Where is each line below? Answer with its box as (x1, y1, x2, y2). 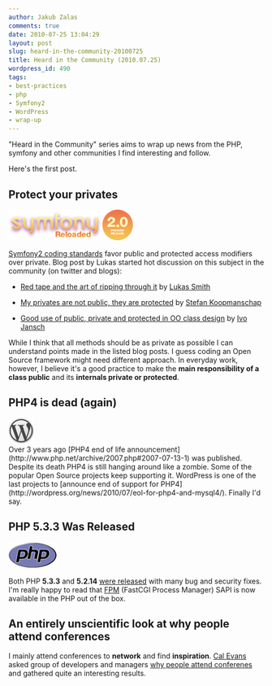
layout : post (8, 39, 53, 47)
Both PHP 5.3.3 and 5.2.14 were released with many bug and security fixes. (8, 576, 262, 586)
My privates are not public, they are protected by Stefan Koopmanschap (19, 297, 262, 307)
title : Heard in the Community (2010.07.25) (8, 56, 162, 64)
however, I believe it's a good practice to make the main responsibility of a (8, 363, 260, 374)
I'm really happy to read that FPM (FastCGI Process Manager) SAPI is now (8, 584, 256, 594)
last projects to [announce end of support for (8, 478, 159, 488)
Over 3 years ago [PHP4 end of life (8, 444, 126, 454)
